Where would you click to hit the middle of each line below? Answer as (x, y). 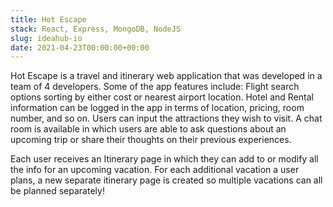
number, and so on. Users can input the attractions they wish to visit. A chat (166, 118)
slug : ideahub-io (46, 38)
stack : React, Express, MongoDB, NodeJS (96, 29)
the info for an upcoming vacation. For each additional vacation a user (155, 170)
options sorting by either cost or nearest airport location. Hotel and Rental (162, 97)
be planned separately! (57, 191)
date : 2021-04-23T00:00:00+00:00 (80, 47)
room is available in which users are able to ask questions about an (148, 129)
